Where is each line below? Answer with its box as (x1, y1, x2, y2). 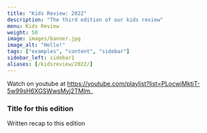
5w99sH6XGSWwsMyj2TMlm (7, 87, 91, 95)
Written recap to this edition (7, 119, 85, 127)
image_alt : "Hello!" (7, 42, 66, 48)
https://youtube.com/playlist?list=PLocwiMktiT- (67, 79, 200, 87)
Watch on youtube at (7, 79, 66, 87)
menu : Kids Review (7, 23, 59, 29)
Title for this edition (7, 104, 74, 113)
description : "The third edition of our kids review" (7, 16, 164, 23)
